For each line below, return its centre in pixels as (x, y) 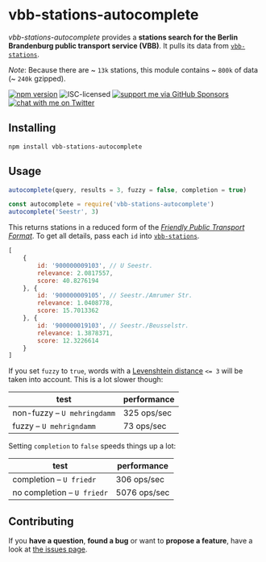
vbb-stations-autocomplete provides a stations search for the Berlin (123, 37)
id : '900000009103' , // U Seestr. (95, 265)
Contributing (41, 521)
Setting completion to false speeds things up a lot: (92, 446)
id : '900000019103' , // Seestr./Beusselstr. (113, 325)
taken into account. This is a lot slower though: (86, 380)
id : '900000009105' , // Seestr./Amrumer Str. (115, 296)
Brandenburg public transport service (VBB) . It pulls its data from (119, 45)
